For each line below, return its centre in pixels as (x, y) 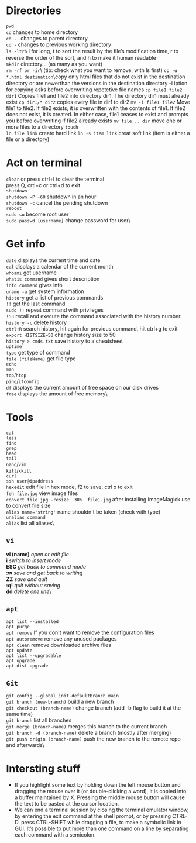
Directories (34, 11)
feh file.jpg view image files (42, 493)
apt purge (18, 627)
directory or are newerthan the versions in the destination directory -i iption (97, 83)
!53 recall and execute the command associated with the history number (93, 316)
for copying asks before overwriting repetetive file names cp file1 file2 (94, 90)
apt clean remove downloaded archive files (59, 645)
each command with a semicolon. (55, 835)
